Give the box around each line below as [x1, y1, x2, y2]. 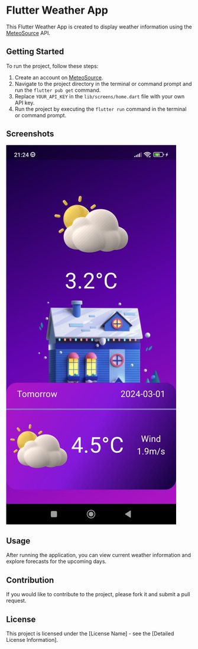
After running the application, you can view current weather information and [6, 552, 191, 559]
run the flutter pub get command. [14, 87, 101, 94]
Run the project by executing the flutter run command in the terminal [14, 105, 187, 113]
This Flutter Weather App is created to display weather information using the [6, 23, 192, 30]
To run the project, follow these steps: [6, 62, 99, 69]
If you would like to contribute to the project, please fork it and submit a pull [6, 591, 190, 598]
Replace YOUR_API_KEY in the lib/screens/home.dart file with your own [14, 92, 185, 100]
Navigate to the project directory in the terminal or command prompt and [14, 80, 192, 87]
